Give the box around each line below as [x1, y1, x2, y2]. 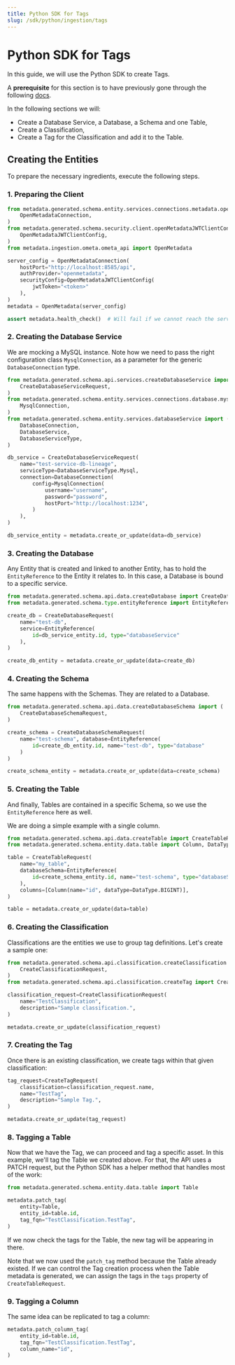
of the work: [7, 1171, 43, 1179]
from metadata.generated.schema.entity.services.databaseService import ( [7, 416, 230, 423]
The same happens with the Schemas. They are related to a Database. [7, 690, 210, 698]
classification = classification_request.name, [20, 1083, 155, 1090]
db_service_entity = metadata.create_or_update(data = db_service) [7, 532, 201, 540]
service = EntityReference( [20, 625, 96, 632]
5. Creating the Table [7, 784, 80, 794]
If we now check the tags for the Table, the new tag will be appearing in [7, 1235, 213, 1244]
